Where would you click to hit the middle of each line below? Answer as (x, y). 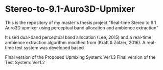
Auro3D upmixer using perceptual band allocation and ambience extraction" (82, 27)
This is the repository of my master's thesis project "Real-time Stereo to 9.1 (81, 23)
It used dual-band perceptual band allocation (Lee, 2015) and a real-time (78, 37)
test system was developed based (49, 47)
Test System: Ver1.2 (25, 62)
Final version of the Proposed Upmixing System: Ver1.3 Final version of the (80, 57)
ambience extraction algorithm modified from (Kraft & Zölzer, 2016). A (75, 42)
